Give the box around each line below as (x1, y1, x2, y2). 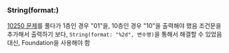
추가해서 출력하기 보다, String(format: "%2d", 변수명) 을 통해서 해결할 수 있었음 (7, 30, 222, 39)
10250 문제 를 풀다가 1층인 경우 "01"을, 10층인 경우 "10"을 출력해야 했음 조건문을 (7, 22, 221, 30)
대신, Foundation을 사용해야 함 (7, 39, 91, 47)
